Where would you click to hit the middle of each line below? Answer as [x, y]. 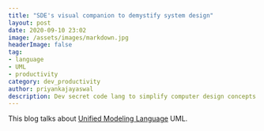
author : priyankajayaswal [51, 89]
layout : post [30, 23]
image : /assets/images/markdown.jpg [68, 37]
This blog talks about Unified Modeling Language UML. [98, 118]
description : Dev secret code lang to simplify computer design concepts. [134, 96]
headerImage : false [40, 45]
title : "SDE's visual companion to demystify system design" [111, 15]
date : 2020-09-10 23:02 [47, 30]
